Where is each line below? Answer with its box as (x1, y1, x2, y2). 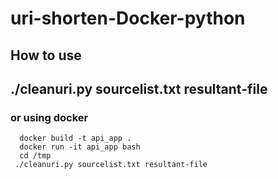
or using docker (10, 110, 89, 124)
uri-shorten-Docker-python (10, 7, 246, 30)
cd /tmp (19, 151, 52, 161)
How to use (10, 47, 82, 64)
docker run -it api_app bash (19, 142, 141, 152)
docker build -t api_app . (19, 133, 132, 144)
